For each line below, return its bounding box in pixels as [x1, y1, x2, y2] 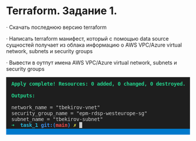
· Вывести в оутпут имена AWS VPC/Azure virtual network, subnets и [6, 59, 177, 66]
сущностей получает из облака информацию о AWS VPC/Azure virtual [6, 41, 182, 48]
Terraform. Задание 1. [6, 4, 117, 18]
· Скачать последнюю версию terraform [6, 24, 107, 31]
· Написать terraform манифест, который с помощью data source [6, 35, 169, 42]
